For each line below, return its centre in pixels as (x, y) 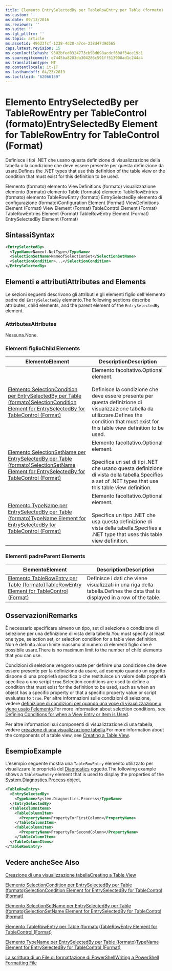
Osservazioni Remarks (41, 616)
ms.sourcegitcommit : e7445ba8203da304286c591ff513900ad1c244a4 (74, 58)
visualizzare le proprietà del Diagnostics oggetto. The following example (81, 769)
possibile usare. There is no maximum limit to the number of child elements (84, 650)
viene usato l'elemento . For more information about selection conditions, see (85, 709)
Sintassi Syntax (30, 235)
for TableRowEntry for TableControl (82, 135)
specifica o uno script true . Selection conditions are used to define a (77, 681)
